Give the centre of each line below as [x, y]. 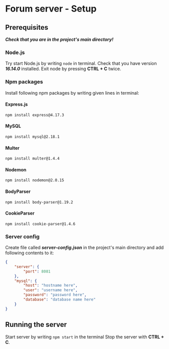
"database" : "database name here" [60, 300]
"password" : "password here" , [55, 295]
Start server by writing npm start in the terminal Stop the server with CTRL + [85, 337]
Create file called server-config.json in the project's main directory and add [84, 248]
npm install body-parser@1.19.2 [39, 202]
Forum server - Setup [51, 9]
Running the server [36, 325]
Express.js [17, 104]
